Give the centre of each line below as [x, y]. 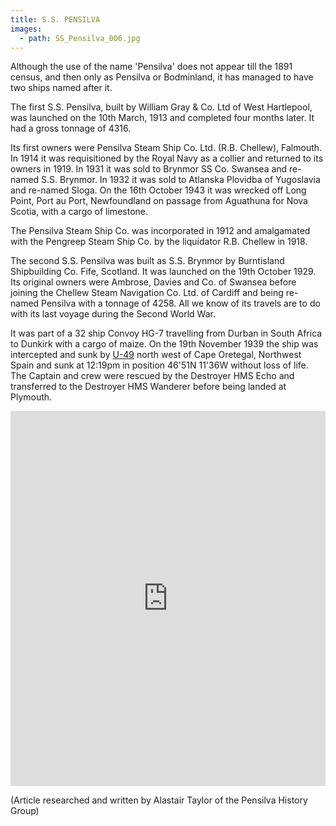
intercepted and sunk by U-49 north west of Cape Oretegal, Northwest [156, 355]
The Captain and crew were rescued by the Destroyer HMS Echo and [152, 376]
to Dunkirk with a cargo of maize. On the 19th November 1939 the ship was [164, 344]
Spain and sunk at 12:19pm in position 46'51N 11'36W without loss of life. [159, 365]
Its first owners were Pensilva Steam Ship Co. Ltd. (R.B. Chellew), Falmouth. [166, 148]
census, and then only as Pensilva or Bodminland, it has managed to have [162, 77]
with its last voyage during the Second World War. [113, 314]
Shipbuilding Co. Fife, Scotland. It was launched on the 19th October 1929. [163, 272]
